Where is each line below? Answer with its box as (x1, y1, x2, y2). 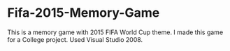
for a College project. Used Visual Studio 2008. (7, 35, 143, 43)
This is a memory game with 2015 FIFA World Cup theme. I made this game (7, 28, 224, 36)
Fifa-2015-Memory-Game (7, 5, 160, 21)
